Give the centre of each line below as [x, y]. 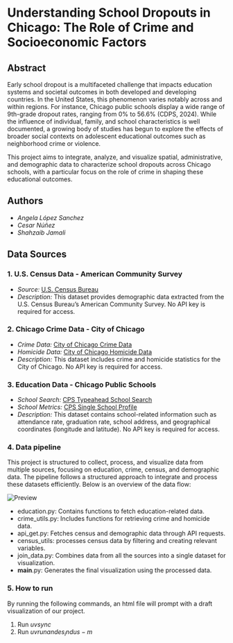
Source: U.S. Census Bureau [58, 289]
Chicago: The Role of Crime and [101, 27]
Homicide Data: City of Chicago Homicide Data [85, 351]
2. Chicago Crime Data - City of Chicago [76, 329]
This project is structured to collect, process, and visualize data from [105, 462]
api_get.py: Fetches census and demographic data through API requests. [121, 533]
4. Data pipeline [34, 447]
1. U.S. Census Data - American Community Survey [95, 274]
